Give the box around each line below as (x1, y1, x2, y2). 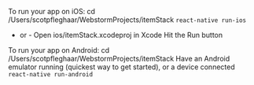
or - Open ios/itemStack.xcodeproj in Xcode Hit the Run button (19, 31, 223, 39)
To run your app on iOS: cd (8, 7, 96, 16)
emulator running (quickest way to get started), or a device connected (8, 62, 236, 72)
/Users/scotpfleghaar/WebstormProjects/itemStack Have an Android (8, 54, 230, 63)
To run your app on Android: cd (8, 46, 110, 54)
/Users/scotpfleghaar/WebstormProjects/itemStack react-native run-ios (8, 15, 246, 24)
